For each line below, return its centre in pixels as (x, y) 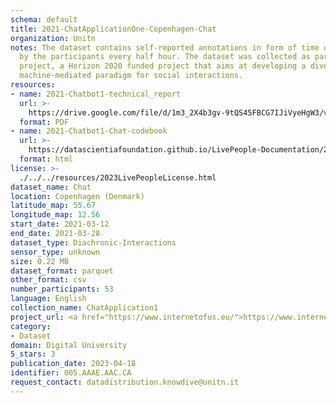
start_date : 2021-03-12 (60, 224)
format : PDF (44, 122)
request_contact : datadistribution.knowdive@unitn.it (125, 382)
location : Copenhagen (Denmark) (77, 196)
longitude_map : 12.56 (55, 215)
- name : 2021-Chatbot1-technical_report (96, 94)
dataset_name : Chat (51, 187)
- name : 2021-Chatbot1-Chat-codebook (89, 131)
